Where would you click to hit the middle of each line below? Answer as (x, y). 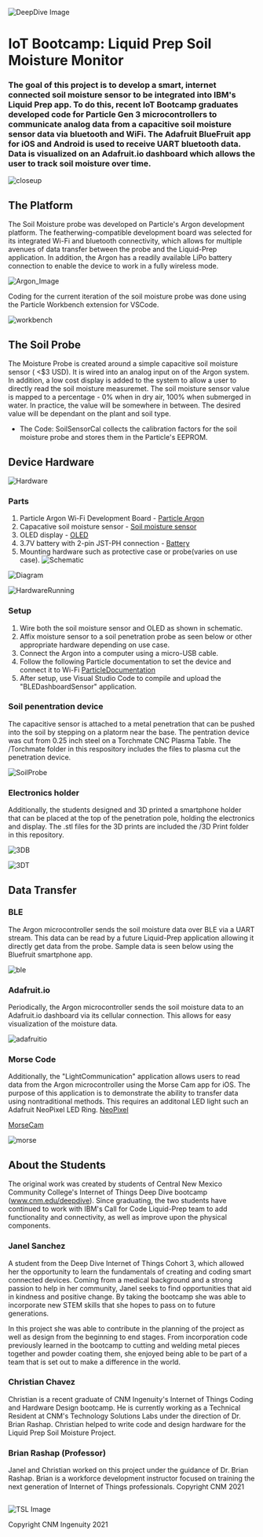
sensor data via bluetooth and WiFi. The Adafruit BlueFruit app (130, 134)
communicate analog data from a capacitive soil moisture (120, 124)
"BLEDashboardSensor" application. (78, 686)
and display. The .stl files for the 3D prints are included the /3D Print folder (128, 827)
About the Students (57, 1165)
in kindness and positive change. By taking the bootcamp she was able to (127, 1297)
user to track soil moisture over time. (80, 163)
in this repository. (36, 835)
